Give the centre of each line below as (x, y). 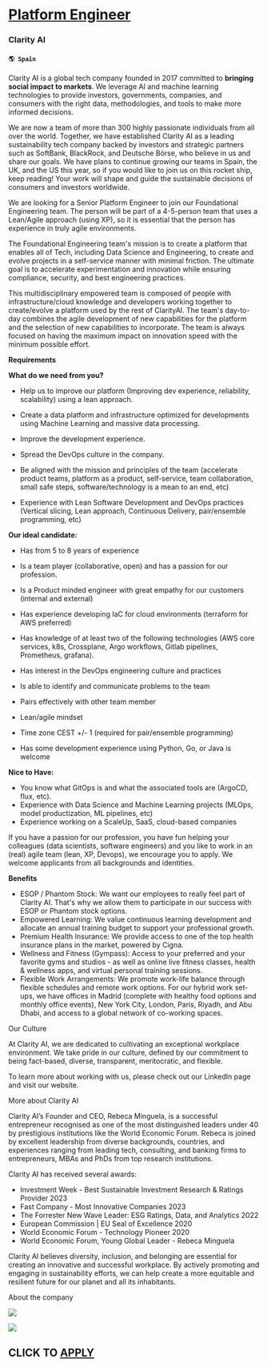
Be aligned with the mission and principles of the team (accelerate (129, 470)
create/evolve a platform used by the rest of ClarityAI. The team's (116, 311)
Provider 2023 (44, 1198)
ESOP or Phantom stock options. (74, 911)
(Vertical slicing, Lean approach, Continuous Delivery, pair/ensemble (133, 511)
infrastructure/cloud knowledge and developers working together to (120, 302)
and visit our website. (44, 1085)
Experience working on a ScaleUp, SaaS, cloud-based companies (128, 822)
